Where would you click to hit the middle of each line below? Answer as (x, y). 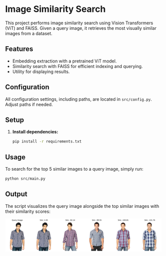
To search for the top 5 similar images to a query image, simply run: (74, 169)
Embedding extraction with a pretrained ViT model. (64, 61)
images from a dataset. (29, 33)
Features (19, 49)
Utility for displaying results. (41, 71)
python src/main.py (25, 179)
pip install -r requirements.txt (47, 142)
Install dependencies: (35, 132)
